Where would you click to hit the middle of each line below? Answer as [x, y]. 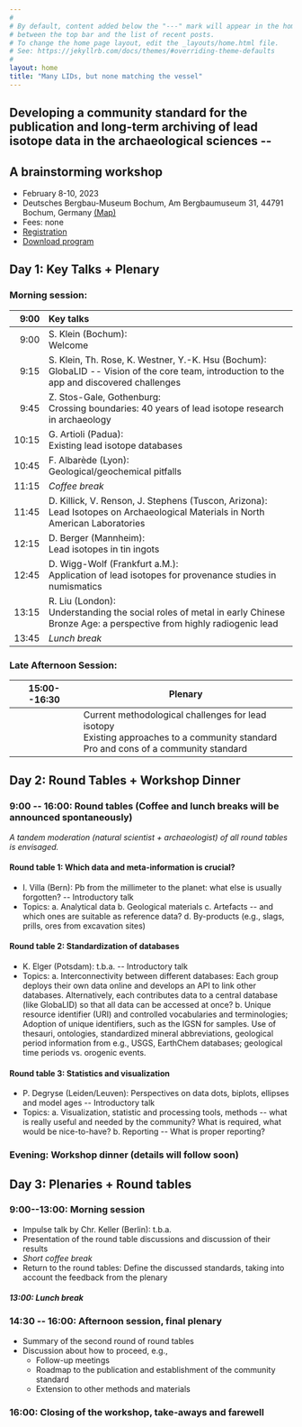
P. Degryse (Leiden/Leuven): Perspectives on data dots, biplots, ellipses [155, 1093]
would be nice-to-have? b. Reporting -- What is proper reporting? [143, 1131]
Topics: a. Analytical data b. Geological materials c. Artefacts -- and [148, 906]
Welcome [68, 345]
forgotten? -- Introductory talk [78, 897]
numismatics [75, 586]
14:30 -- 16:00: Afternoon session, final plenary [116, 1322]
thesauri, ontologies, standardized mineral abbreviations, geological [148, 1034]
